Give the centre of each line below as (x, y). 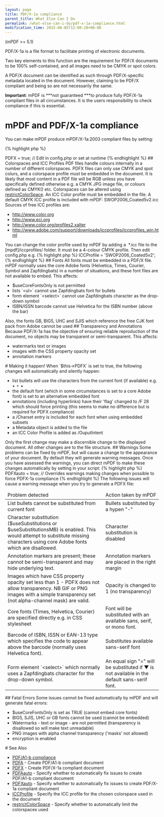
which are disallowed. (32, 548)
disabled (115, 539)
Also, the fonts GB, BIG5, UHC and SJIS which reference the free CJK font (80, 321)
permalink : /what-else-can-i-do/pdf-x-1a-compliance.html (65, 23)
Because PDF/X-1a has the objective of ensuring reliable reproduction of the (82, 332)
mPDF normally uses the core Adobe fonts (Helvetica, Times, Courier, (75, 265)
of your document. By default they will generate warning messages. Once (79, 458)
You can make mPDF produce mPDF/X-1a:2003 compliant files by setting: (79, 139)
